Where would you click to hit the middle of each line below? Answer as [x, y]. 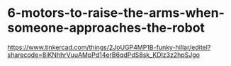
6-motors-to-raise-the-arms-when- [116, 13]
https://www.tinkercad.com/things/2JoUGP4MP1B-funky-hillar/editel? [109, 47]
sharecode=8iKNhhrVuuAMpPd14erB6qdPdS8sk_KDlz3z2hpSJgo [104, 55]
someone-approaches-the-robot [106, 28]
